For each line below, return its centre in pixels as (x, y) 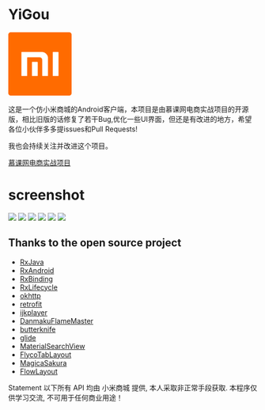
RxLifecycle (38, 287)
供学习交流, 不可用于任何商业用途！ (66, 397)
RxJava (32, 262)
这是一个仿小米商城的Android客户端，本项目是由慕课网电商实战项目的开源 (129, 109)
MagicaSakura (43, 363)
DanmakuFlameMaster (56, 321)
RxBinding (36, 279)
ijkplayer (33, 312)
